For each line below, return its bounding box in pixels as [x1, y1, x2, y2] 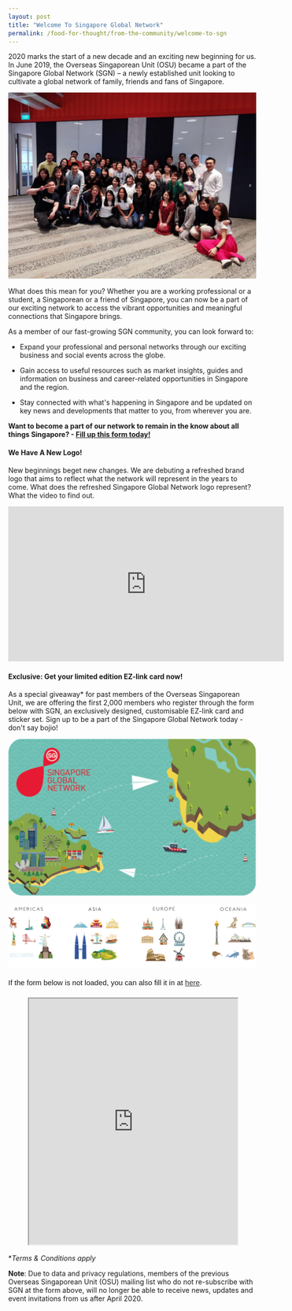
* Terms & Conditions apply [8, 1253, 96, 1263]
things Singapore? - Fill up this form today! [8, 430, 151, 439]
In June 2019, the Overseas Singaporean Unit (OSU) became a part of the [8, 60, 246, 70]
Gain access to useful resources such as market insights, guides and [19, 366, 243, 376]
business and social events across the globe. [19, 350, 166, 360]
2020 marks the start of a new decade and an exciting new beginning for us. [8, 52, 257, 61]
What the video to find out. [8, 491, 95, 500]
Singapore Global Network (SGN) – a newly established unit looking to [8, 69, 235, 78]
